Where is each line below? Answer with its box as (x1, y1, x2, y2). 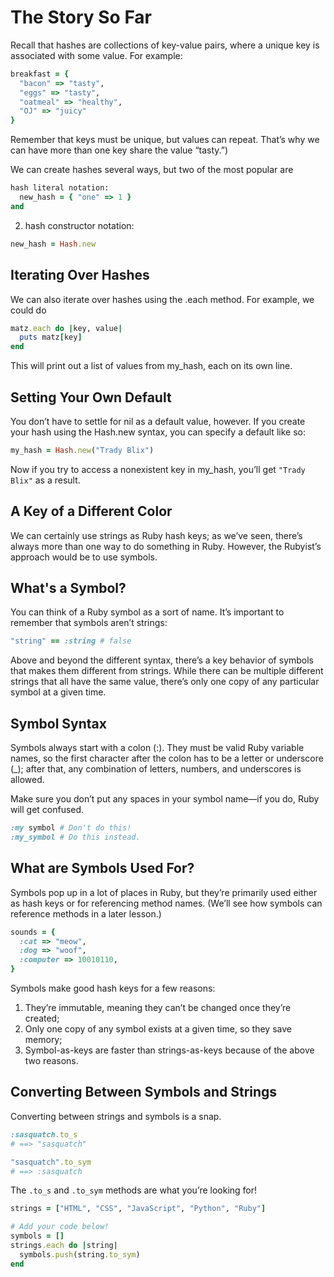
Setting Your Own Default (10, 389, 172, 406)
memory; (24, 1034, 63, 1046)
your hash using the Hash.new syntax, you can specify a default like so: (10, 426, 306, 438)
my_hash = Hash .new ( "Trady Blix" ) (10, 445, 155, 455)
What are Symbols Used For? (10, 860, 195, 877)
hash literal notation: (10, 183, 110, 193)
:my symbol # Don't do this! (10, 823, 132, 833)
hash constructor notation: (24, 219, 135, 231)
